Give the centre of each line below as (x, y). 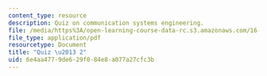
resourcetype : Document (48, 45)
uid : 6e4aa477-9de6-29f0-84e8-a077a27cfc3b (81, 60)
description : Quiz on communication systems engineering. (106, 23)
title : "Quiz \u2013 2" (48, 52)
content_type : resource (48, 15)
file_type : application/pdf (55, 38)
